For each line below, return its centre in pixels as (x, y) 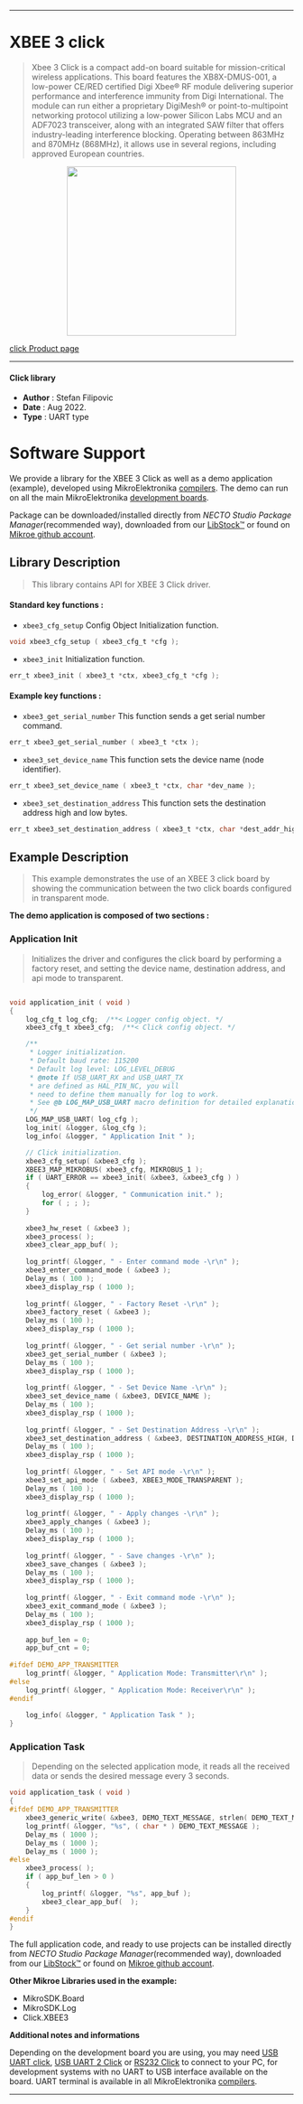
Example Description (69, 858)
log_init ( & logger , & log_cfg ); (86, 1128)
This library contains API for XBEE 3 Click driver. (121, 584)
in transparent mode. (70, 898)
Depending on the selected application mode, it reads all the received (161, 1766)
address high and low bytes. (75, 812)
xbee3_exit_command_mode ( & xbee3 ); (96, 1606)
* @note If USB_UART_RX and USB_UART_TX (106, 1077)
